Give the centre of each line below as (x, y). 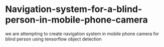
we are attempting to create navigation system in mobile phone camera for (82, 33)
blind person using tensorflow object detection (53, 39)
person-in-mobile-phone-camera (76, 20)
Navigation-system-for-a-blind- (74, 9)
